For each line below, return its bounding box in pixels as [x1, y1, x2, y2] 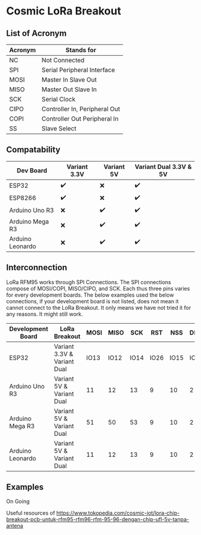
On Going [6, 498, 30, 505]
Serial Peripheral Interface [41, 66, 115, 74]
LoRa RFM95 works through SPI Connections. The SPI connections [6, 278, 172, 286]
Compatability [6, 145, 61, 155]
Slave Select [41, 124, 77, 133]
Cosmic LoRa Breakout [6, 4, 121, 18]
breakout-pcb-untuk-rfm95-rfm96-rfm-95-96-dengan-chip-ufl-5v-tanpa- [6, 516, 190, 523]
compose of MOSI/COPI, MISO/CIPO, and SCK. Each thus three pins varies [6, 285, 190, 292]
